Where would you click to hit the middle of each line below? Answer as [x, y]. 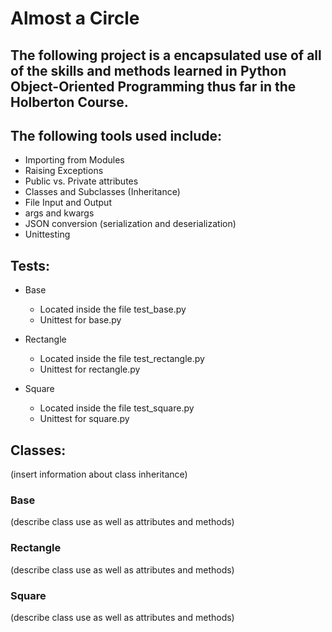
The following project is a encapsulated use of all [166, 55]
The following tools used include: [116, 135]
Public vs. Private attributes [81, 181]
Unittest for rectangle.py [90, 369]
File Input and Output [68, 203]
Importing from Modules [74, 160]
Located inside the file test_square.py [117, 408]
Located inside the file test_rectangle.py [122, 359]
